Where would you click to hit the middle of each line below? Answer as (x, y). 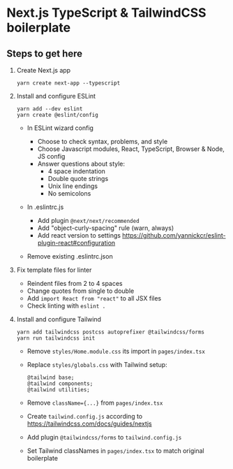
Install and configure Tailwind (59, 319)
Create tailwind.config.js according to (85, 416)
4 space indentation (77, 171)
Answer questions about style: (81, 164)
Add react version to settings (79, 235)
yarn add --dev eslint (50, 109)
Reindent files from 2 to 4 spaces (75, 283)
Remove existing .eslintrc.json (70, 256)
